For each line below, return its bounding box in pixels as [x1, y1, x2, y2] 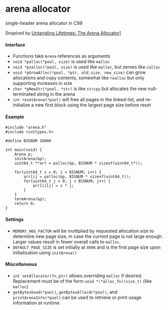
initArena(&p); [14, 157, 47, 162]
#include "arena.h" [5, 125, 47, 130]
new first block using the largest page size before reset [35, 102, 151, 108]
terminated [12, 91, 36, 97]
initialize [12, 102, 31, 108]
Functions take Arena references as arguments [12, 53, 111, 59]
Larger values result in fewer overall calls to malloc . [12, 238, 121, 245]
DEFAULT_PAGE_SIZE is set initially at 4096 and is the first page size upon [12, 244, 161, 250]
